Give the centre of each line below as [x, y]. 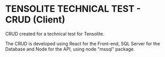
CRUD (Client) [35, 20]
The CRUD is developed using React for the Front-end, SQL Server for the [83, 43]
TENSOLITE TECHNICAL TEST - [73, 9]
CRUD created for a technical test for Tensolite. [55, 34]
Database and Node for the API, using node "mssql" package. [70, 49]
